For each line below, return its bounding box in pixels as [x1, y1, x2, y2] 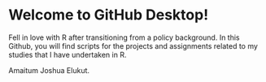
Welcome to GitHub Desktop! [8, 6, 209, 24]
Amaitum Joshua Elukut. [8, 65, 90, 75]
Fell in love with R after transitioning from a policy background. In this [8, 32, 240, 42]
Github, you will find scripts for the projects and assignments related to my [8, 41, 259, 50]
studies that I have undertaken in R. [8, 50, 127, 59]
